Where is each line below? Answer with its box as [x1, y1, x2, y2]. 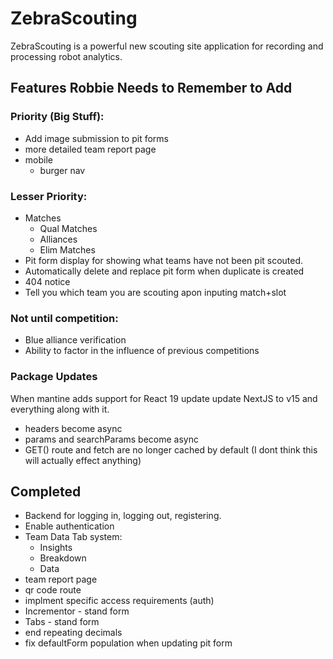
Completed [10, 483, 82, 500]
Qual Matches [39, 222, 98, 234]
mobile [24, 153, 53, 166]
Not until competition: [10, 311, 119, 325]
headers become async [24, 422, 123, 434]
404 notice [24, 275, 71, 287]
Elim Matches [39, 243, 96, 256]
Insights [39, 542, 73, 554]
